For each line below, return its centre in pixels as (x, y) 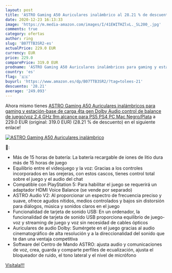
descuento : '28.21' (26, 86)
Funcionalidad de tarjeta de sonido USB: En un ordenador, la (76, 212)
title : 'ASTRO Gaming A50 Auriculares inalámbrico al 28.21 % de (76, 15)
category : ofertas (25, 34)
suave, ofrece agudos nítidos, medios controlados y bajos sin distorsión (89, 201)
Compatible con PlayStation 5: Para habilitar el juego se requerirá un (85, 184)
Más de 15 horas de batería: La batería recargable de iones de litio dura (88, 157)
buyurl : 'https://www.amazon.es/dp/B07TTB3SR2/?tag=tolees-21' (74, 81)
